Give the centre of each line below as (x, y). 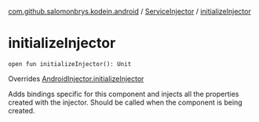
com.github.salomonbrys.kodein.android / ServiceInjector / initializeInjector (129, 11)
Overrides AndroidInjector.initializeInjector (76, 79)
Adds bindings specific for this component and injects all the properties (124, 94)
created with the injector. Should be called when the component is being (125, 102)
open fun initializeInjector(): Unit (70, 64)
